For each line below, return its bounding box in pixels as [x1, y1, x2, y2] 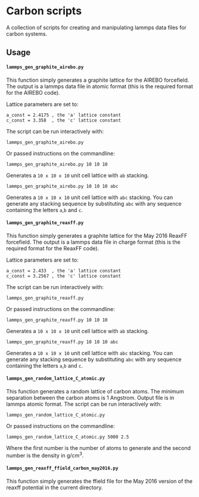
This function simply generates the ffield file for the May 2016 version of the [6, 477, 192, 484]
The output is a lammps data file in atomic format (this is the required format [6, 82, 194, 90]
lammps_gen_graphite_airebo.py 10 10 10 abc [6, 183, 119, 189]
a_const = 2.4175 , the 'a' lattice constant [6, 112, 121, 118]
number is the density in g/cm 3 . [6, 451, 84, 459]
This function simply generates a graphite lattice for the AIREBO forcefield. [6, 76, 189, 83]
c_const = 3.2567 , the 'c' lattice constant [6, 273, 121, 279]
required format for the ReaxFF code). [6, 244, 99, 251]
